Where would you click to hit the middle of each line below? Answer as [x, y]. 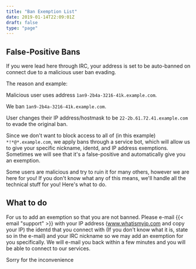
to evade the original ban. [37, 124]
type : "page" [22, 28]
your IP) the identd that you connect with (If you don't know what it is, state [97, 230]
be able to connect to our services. [48, 248]
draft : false [22, 22]
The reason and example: [37, 84]
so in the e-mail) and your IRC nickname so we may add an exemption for [95, 235]
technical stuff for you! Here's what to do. [56, 185]
